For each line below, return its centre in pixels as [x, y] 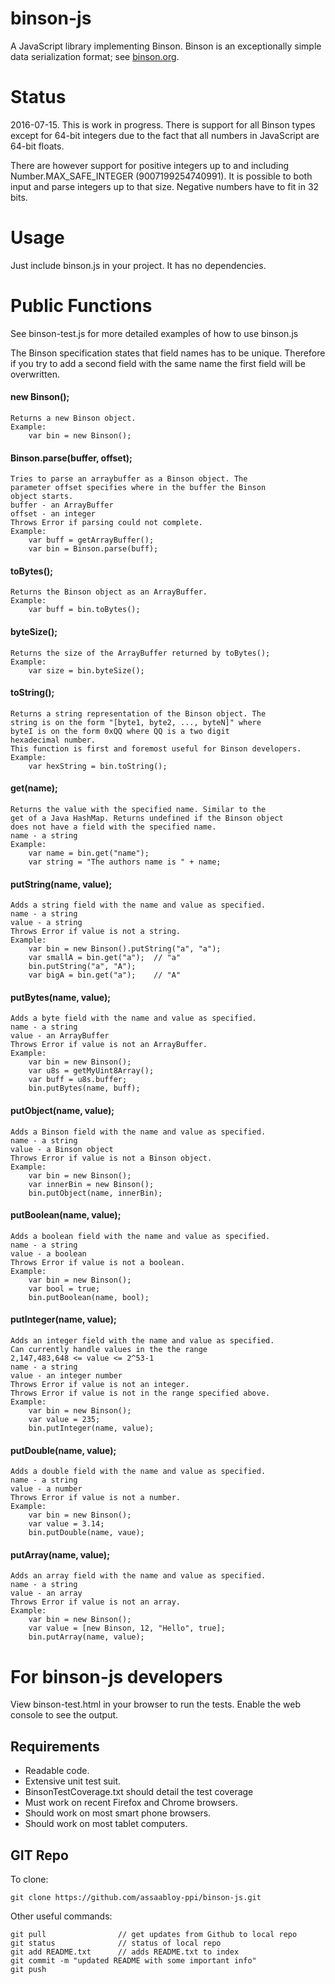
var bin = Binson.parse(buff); [93, 549]
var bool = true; [64, 1288]
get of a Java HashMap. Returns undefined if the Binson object [147, 818]
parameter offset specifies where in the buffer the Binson [138, 488]
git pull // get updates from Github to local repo [154, 1934]
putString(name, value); [61, 884]
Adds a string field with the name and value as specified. [138, 905]
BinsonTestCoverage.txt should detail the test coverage [139, 1792]
